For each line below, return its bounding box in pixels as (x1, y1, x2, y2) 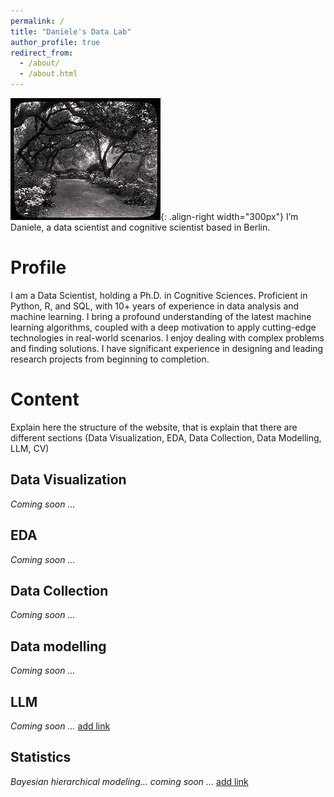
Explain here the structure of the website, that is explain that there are (10, 421, 298, 433)
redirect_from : (10, 48, 74, 58)
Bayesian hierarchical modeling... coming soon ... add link (10, 775, 249, 787)
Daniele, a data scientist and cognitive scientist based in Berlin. (10, 221, 271, 233)
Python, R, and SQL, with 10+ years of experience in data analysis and (10, 300, 300, 312)
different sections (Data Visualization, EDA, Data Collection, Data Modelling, (10, 431, 322, 444)
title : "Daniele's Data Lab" (10, 26, 132, 37)
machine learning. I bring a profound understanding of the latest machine (10, 310, 312, 322)
